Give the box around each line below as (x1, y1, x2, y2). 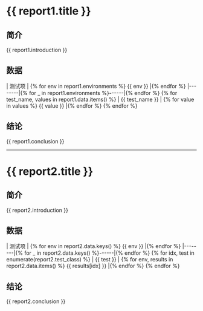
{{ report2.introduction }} (6, 206, 68, 214)
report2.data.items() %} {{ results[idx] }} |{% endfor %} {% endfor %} (6, 262, 180, 270)
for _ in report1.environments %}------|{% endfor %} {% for (29, 89, 178, 96)
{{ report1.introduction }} (6, 47, 68, 53)
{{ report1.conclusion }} (6, 137, 65, 145)
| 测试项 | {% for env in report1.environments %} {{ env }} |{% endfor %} (6, 82, 186, 90)
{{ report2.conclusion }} (6, 298, 66, 305)
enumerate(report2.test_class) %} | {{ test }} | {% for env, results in (6, 256, 173, 263)
